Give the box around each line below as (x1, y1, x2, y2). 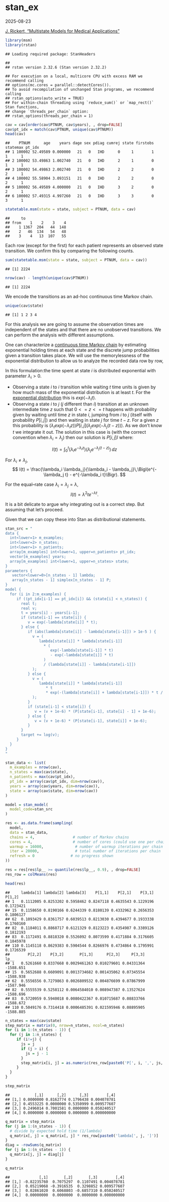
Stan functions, (5, 104, 39, 109)
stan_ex (5, 2, 39, 13)
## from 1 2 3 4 (5, 220, 66, 225)
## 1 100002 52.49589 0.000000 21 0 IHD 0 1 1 (5, 149, 154, 155)
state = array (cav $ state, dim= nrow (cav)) (10, 788, 98, 793)
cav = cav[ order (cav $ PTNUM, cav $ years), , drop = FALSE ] (5, 122, 123, 127)
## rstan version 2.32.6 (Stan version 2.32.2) (5, 65, 107, 70)
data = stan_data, (10, 830, 49, 835)
